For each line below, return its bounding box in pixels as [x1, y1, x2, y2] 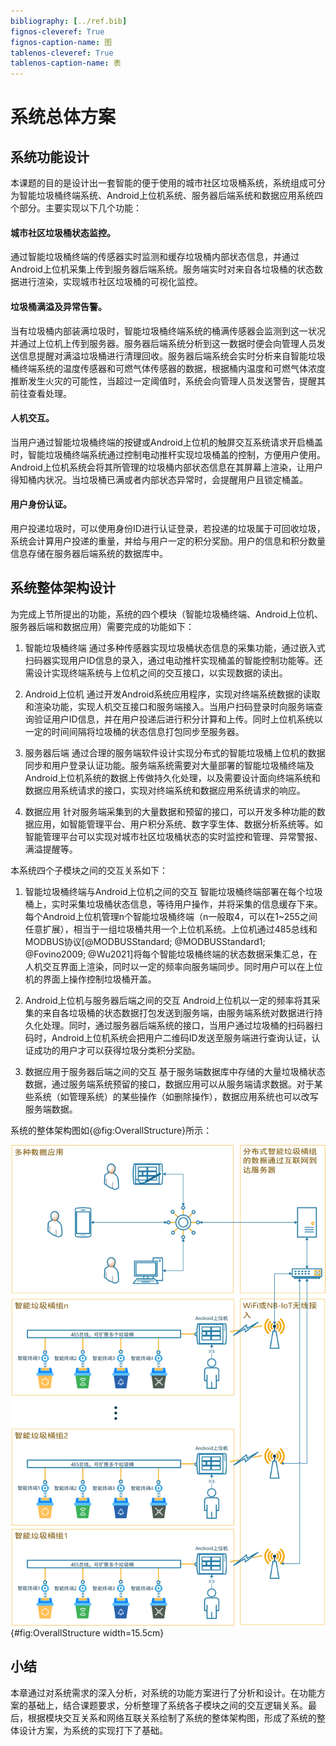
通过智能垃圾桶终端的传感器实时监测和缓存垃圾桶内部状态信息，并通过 [10, 251, 300, 263]
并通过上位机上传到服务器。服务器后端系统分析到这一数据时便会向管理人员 [10, 337, 317, 349]
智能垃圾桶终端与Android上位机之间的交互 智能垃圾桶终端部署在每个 [24, 885, 306, 897]
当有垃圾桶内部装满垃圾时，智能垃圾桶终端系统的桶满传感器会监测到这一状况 [10, 325, 326, 337]
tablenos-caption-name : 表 [10, 58, 122, 69]
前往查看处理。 [10, 387, 72, 399]
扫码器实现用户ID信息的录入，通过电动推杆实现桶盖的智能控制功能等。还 [24, 654, 323, 666]
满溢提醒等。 [24, 843, 78, 855]
